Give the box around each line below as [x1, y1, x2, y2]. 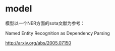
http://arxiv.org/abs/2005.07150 [5, 39, 72, 45]
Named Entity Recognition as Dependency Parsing [5, 30, 110, 36]
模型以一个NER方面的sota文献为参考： [5, 20, 85, 26]
